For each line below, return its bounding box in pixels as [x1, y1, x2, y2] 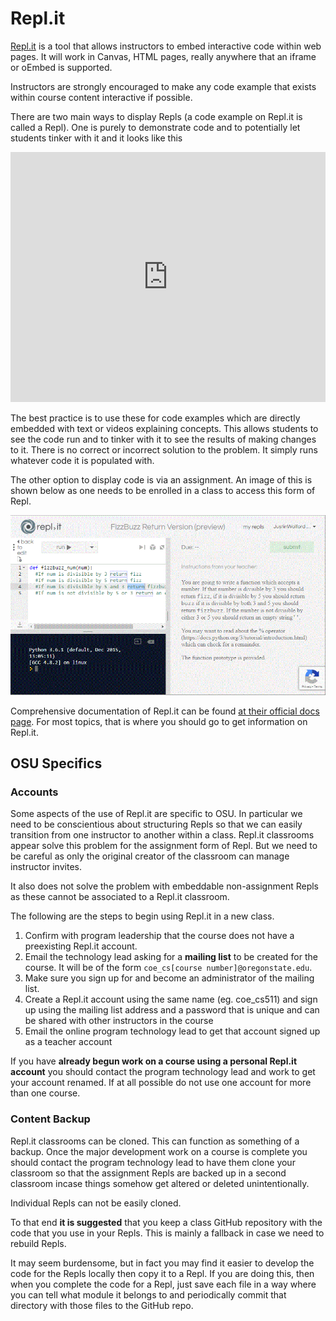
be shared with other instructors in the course [24, 1015, 214, 1027]
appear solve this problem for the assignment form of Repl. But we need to [10, 840, 318, 852]
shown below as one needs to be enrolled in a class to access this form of [10, 484, 316, 496]
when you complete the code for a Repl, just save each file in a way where [10, 1278, 317, 1290]
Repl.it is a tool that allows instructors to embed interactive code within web [10, 40, 322, 52]
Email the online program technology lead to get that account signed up [24, 1025, 321, 1037]
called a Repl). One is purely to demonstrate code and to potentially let [10, 121, 301, 133]
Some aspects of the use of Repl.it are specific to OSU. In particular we [10, 808, 303, 820]
